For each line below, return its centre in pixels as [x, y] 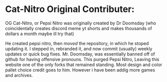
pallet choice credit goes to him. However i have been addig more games [80, 70]
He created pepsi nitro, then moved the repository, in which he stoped [77, 43]
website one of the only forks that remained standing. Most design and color [84, 64]
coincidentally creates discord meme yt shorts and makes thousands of [79, 28]
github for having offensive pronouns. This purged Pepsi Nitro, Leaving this [82, 59]
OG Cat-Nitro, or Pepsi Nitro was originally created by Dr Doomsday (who [81, 23]
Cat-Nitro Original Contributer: [70, 9]
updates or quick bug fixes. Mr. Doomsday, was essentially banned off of [80, 54]
